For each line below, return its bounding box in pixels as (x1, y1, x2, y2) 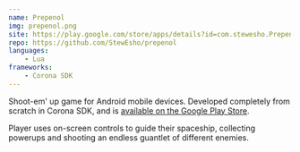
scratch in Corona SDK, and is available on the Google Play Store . (8, 105, 250, 116)
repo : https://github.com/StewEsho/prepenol (8, 38, 177, 47)
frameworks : (8, 63, 53, 72)
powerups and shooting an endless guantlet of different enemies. (8, 131, 250, 143)
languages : (8, 46, 49, 55)
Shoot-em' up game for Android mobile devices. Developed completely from (8, 96, 290, 106)
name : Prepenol (8, 13, 65, 22)
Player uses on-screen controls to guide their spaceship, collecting (8, 122, 256, 133)
